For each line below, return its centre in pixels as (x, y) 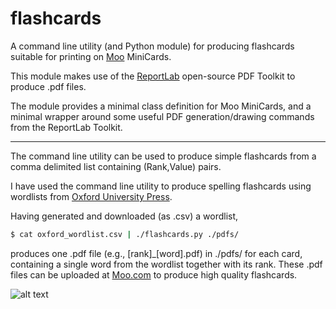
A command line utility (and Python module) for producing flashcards (152, 46)
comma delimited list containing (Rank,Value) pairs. (116, 166)
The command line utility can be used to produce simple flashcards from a (163, 156)
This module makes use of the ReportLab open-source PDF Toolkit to (153, 76)
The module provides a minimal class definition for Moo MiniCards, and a (161, 106)
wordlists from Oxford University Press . (91, 196)
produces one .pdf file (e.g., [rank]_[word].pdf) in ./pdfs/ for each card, (156, 253)
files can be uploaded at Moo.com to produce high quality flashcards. (154, 274)
